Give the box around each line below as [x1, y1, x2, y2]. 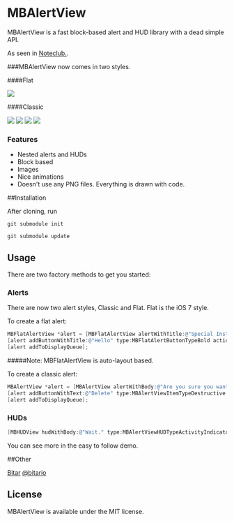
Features [7, 134, 38, 144]
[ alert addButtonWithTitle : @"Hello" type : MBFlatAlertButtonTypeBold [7, 337, 210, 344]
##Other [7, 455, 31, 463]
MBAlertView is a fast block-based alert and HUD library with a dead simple [7, 28, 224, 36]
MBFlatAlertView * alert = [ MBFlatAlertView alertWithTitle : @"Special [7, 330, 214, 338]
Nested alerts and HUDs [17, 150, 87, 159]
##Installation [7, 193, 47, 202]
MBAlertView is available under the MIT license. [7, 507, 144, 515]
